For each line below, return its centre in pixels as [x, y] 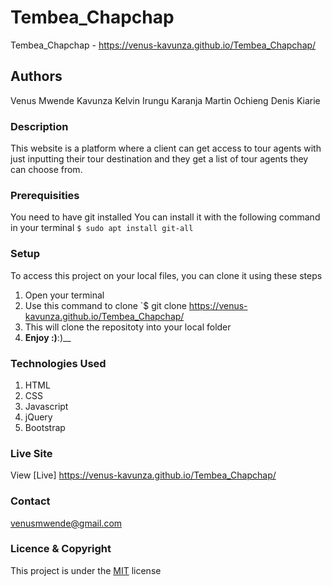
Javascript [46, 406]
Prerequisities [45, 195]
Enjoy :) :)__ [48, 337]
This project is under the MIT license [86, 570]
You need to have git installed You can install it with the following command [165, 217]
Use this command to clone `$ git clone [105, 305]
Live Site [31, 453]
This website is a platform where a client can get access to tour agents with [166, 148]
